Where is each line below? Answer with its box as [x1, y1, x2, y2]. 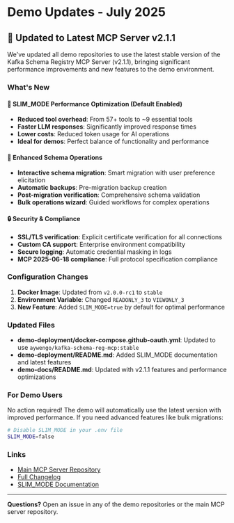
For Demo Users [7, 390, 63, 400]
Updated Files [7, 320, 56, 330]
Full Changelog [17, 473, 61, 481]
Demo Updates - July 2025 [7, 4, 166, 20]
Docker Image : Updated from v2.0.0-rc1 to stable [17, 288, 163, 296]
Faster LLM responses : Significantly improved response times [17, 122, 197, 131]
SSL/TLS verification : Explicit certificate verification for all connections [17, 232, 223, 241]
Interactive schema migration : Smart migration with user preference [17, 168, 216, 177]
